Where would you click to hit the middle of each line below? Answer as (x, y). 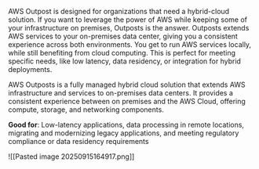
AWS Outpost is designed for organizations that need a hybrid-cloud (119, 11)
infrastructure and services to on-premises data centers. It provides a (121, 93)
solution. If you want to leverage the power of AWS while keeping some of (128, 20)
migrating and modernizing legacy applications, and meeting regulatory (124, 133)
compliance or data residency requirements (78, 141)
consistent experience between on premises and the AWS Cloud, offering (127, 101)
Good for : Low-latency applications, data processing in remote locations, (126, 125)
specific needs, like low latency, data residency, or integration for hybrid (125, 61)
